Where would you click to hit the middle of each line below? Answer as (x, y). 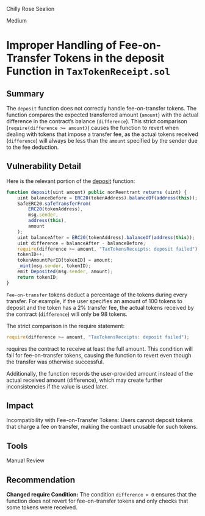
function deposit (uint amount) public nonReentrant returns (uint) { (97, 192)
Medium (17, 20)
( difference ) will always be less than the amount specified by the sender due (102, 141)
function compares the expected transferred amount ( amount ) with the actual (103, 115)
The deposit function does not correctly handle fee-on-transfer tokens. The (102, 108)
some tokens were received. (42, 507)
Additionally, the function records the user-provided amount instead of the (100, 373)
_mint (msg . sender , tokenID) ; (54, 266)
